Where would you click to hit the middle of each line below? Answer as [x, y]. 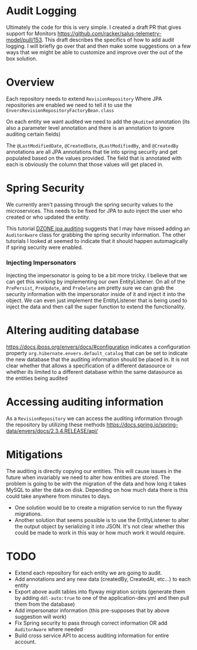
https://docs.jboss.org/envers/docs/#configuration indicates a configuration [98, 347]
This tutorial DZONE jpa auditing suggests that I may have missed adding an [98, 228]
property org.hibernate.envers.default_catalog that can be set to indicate [97, 353]
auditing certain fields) [33, 134]
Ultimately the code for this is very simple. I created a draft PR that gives [94, 27]
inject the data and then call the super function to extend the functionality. [96, 307]
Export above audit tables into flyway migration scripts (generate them [100, 592]
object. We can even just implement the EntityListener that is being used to [97, 301]
